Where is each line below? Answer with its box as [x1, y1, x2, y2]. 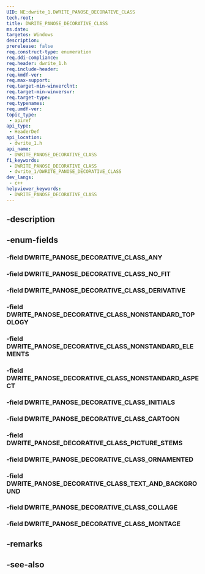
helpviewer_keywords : [6, 186, 62, 192]
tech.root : [6, 15, 34, 21]
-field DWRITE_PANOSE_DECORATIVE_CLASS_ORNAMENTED [6, 455, 194, 464]
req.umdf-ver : [6, 105, 43, 112]
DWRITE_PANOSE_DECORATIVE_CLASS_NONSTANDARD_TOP [6, 310, 195, 319]
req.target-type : [6, 94, 51, 101]
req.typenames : [6, 100, 45, 106]
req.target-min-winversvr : [6, 89, 75, 95]
